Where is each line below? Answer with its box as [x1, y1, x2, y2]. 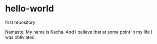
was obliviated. [5, 34, 36, 40]
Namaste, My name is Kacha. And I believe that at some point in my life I [5, 29, 153, 35]
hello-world [5, 3, 54, 14]
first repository [5, 19, 36, 25]
